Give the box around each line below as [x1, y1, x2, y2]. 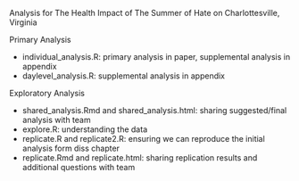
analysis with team [21, 115, 91, 125]
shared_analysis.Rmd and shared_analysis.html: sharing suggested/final [21, 105, 287, 115]
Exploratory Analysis [9, 88, 85, 98]
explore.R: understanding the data [21, 124, 148, 135]
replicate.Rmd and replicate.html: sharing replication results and [21, 152, 258, 163]
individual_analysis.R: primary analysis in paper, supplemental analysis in [21, 52, 291, 62]
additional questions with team [21, 162, 136, 172]
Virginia [9, 17, 37, 28]
